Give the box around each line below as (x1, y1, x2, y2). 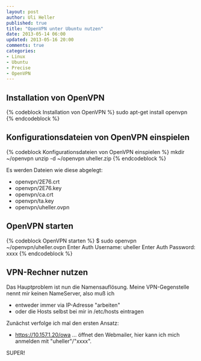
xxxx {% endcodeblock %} (6, 250, 73, 257)
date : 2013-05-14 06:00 (6, 31, 66, 37)
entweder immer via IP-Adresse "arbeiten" (14, 301, 120, 309)
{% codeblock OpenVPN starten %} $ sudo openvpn (6, 237, 137, 244)
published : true (6, 20, 47, 26)
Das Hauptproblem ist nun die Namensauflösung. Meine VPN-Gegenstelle (6, 283, 190, 291)
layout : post (6, 8, 39, 15)
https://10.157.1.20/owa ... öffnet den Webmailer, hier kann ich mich (14, 331, 180, 338)
